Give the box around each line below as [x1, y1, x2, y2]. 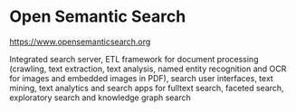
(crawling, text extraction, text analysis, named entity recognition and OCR [9, 63, 287, 74]
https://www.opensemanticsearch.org [9, 36, 151, 47]
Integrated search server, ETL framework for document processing [9, 53, 259, 64]
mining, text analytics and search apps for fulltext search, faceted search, [9, 82, 284, 93]
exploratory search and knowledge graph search [9, 92, 192, 103]
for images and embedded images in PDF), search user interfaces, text [9, 72, 273, 83]
